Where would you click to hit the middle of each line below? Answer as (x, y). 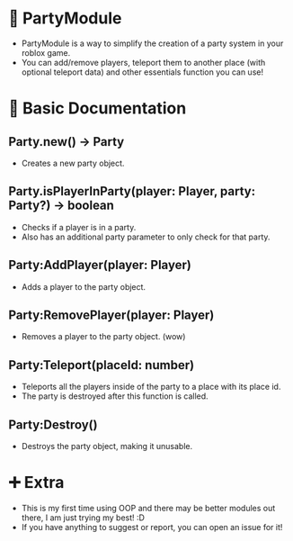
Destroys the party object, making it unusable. (107, 446)
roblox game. (46, 52)
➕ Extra (36, 483)
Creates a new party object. (73, 163)
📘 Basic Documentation (98, 108)
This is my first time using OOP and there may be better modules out (148, 508)
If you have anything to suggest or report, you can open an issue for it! (152, 527)
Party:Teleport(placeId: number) (102, 365)
